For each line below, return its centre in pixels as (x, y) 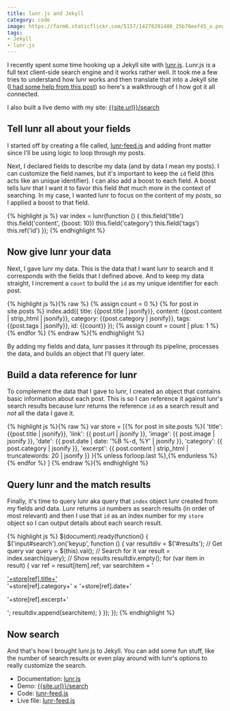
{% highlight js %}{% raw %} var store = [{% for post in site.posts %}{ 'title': (115, 427)
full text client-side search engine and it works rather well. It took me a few (112, 72)
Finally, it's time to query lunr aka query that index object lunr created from (112, 501)
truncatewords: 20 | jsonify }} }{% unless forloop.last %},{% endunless (107, 456)
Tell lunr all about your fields (69, 129)
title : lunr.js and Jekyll (46, 13)
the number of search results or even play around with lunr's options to (107, 658)
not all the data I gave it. (41, 413)
